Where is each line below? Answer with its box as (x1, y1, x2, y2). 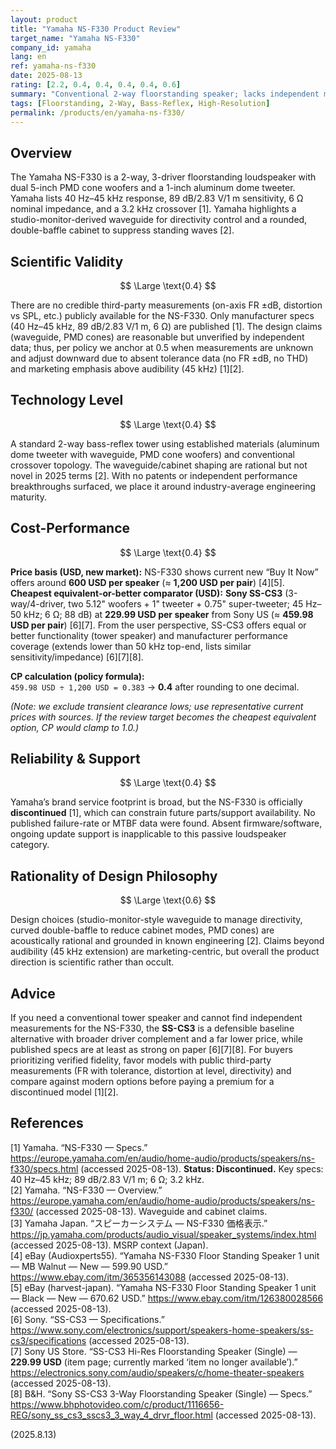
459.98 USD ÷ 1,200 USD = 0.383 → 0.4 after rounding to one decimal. (10, 681, 300, 693)
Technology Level (10, 392, 124, 409)
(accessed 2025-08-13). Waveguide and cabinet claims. (35, 1205, 268, 1217)
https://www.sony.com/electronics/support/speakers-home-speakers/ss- (10, 1324, 314, 1336)
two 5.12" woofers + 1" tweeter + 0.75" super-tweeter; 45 (68, 597, 304, 610)
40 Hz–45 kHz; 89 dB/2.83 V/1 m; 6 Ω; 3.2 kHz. (10, 1173, 205, 1185)
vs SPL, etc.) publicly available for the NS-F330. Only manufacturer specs (10, 310, 315, 321)
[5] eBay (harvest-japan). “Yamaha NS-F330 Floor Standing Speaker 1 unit (10, 1281, 317, 1293)
